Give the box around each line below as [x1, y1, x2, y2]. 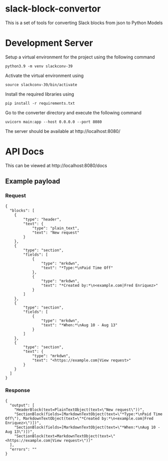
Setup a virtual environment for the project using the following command [5, 54, 155, 60]
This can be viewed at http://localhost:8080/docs [5, 162, 107, 169]
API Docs [5, 146, 44, 158]
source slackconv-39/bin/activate [5, 82, 78, 87]
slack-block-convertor [5, 3, 101, 15]
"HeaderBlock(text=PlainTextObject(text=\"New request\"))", [14, 407, 144, 412]
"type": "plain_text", [32, 225, 80, 231]
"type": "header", [23, 217, 62, 222]
